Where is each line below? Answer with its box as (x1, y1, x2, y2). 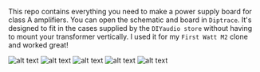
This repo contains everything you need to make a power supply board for (8, 7, 253, 16)
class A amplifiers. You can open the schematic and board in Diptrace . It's (8, 15, 252, 25)
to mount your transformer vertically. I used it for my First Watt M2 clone (8, 32, 249, 41)
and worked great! (8, 40, 69, 50)
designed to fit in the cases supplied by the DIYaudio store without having (8, 24, 253, 32)
